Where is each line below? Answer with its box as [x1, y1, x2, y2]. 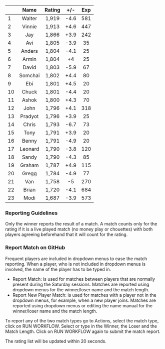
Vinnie [21, 23, 37, 30]
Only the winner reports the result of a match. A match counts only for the [5, 221, 157, 227]
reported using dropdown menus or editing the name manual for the [12, 302, 152, 308]
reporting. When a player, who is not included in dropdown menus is [5, 261, 146, 267]
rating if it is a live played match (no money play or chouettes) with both [5, 226, 153, 232]
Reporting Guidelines [5, 209, 58, 216]
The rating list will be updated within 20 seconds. [5, 338, 106, 344]
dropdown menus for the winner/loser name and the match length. [12, 286, 149, 293]
